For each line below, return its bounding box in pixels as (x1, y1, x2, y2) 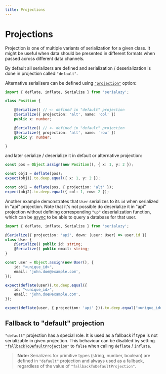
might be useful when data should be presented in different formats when (5, 50, 155, 56)
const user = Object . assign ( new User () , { (5, 260, 94, 265)
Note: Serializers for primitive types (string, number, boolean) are (17, 352, 151, 358)
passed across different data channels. (5, 55, 85, 61)
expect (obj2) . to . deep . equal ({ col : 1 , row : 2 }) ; (5, 189, 110, 194)
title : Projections (5, 7, 45, 12)
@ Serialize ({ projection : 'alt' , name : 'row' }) (14, 130, 116, 135)
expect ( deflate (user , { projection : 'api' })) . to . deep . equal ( (5, 306, 136, 311)
